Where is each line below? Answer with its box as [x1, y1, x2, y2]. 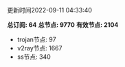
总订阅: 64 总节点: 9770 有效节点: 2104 [7, 21, 119, 29]
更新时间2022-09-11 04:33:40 [7, 6, 93, 14]
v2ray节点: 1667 [16, 44, 62, 52]
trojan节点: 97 [16, 35, 56, 44]
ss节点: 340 [16, 52, 52, 61]
